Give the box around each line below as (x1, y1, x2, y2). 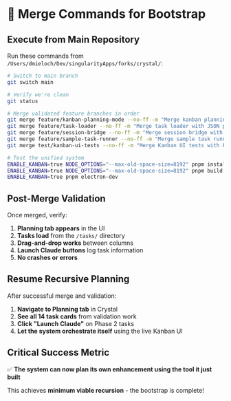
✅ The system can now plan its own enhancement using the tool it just (7, 365, 212, 373)
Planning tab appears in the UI (16, 224, 105, 232)
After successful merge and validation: (7, 292, 117, 300)
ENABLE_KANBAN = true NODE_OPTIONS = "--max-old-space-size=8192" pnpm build (7, 167, 223, 174)
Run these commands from (7, 52, 84, 60)
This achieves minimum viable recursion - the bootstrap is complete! (7, 386, 204, 394)
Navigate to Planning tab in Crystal (16, 305, 118, 313)
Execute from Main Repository (7, 34, 140, 45)
